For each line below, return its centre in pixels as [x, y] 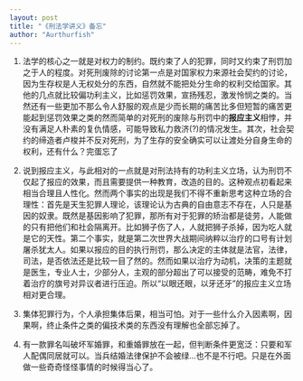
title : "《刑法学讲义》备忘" [58, 26]
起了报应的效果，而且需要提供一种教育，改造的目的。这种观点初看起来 [161, 182]
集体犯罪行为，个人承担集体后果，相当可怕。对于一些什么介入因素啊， [153, 314]
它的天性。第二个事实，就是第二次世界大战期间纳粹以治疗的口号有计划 [161, 238]
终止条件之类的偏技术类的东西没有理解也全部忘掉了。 [146, 325]
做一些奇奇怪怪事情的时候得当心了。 [90, 367]
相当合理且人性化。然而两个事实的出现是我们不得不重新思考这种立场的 [153, 193]
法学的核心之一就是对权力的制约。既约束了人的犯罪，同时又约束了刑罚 [153, 61]
